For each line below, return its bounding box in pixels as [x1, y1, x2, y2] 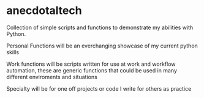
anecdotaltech [6, 4, 82, 18]
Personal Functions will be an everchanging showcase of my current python [6, 42, 198, 49]
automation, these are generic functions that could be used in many [6, 66, 178, 74]
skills [6, 48, 20, 55]
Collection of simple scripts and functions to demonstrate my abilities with [6, 24, 194, 31]
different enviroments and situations [6, 73, 98, 80]
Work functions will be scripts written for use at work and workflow [6, 60, 176, 68]
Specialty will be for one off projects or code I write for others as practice [6, 85, 192, 92]
